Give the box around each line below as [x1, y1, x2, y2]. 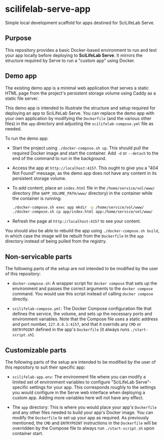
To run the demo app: [5, 135, 49, 141]
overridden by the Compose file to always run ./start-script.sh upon [12, 425, 155, 431]
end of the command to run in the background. [12, 155, 107, 161]
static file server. [5, 95, 39, 101]
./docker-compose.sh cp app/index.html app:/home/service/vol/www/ [12, 209, 153, 215]
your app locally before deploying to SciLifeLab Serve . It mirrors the [5, 52, 143, 58]
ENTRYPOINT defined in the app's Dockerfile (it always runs [12, 326, 130, 333]
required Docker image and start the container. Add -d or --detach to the [12, 150, 159, 156]
